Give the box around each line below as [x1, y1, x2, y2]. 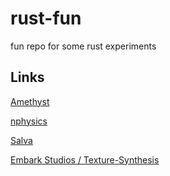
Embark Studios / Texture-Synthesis [10, 153, 160, 166]
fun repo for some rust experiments [10, 40, 157, 52]
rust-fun [10, 7, 82, 30]
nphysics [10, 115, 48, 127]
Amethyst [10, 95, 50, 107]
